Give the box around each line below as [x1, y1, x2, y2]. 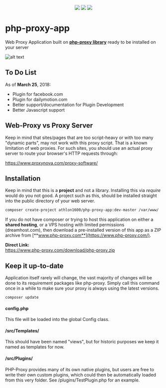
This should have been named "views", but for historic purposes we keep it [5, 339, 159, 345]
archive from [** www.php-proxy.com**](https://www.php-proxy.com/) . [5, 232, 152, 238]
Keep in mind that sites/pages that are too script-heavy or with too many [5, 134, 154, 140]
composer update [5, 295, 39, 300]
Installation [5, 174, 41, 183]
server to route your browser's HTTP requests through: [5, 150, 118, 156]
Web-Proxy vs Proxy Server [5, 122, 93, 130]
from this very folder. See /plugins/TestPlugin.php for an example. [5, 377, 140, 383]
